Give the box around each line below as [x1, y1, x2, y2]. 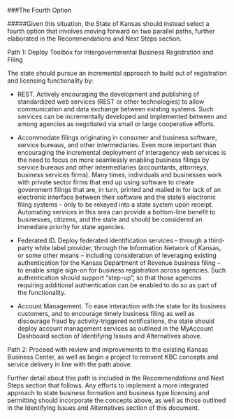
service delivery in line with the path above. [7, 360, 133, 369]
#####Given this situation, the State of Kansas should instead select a [7, 20, 210, 27]
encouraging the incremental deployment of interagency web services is [17, 149, 226, 156]
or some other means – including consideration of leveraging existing [17, 252, 217, 259]
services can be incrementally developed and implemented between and [17, 112, 227, 121]
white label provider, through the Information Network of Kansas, [34, 244, 221, 252]
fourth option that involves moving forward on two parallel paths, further [7, 27, 215, 35]
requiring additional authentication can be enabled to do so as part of [17, 281, 217, 289]
